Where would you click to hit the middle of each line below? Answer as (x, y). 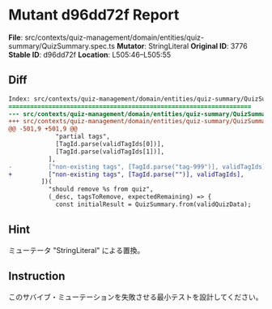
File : (16, 37)
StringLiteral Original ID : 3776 (198, 45)
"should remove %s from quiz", (101, 189)
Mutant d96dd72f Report (94, 15)
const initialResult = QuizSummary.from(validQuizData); (153, 204)
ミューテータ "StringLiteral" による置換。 (76, 250)
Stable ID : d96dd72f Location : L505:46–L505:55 (90, 54)
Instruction (37, 276)
